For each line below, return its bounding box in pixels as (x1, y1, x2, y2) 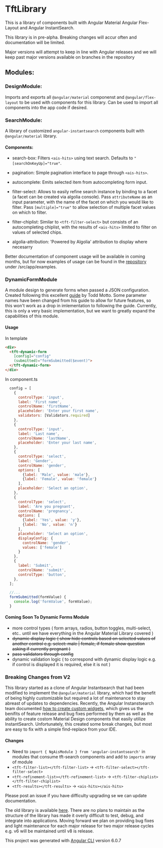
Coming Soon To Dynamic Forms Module (5, 614, 89, 620)
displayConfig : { (18, 536, 54, 541)
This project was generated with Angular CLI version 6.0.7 (5, 837, 122, 843)
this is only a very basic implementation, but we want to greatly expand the (5, 308, 156, 314)
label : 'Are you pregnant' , (18, 504, 75, 509)
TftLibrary (5, 3, 47, 15)
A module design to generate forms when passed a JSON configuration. (5, 287, 150, 293)
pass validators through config (12, 651, 74, 657)
